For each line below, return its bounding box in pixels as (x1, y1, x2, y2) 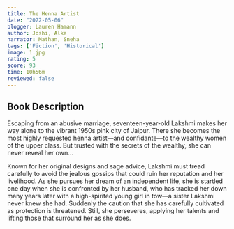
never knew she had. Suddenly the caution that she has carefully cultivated (7, 199, 224, 207)
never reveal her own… (7, 149, 73, 157)
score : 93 (7, 62, 36, 69)
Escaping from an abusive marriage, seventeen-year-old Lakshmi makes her (7, 119, 228, 127)
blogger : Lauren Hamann (7, 23, 77, 30)
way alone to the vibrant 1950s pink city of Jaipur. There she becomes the (7, 127, 221, 135)
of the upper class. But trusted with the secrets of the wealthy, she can (7, 141, 212, 150)
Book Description (7, 100, 85, 112)
